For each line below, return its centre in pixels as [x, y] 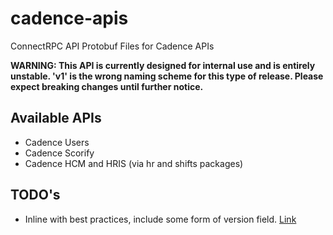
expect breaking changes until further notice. [107, 86]
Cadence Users [57, 142]
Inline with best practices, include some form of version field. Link [160, 219]
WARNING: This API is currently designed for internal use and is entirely [163, 65]
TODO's [35, 195]
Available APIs [56, 118]
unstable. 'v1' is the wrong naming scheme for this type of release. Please [167, 76]
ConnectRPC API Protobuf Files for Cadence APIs [112, 46]
